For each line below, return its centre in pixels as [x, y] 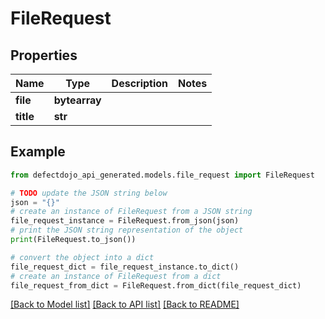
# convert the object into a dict [82, 257]
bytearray [77, 100]
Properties [44, 55]
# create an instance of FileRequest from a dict [116, 276]
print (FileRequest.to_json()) [73, 240]
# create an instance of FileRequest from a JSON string [131, 212]
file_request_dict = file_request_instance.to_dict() [125, 267]
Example [38, 152]
